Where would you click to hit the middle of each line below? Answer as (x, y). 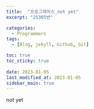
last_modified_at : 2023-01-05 (44, 77)
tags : (13, 39)
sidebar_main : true (30, 83)
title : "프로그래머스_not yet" (43, 12)
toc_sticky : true (28, 61)
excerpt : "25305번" (30, 17)
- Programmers (29, 33)
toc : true (18, 55)
